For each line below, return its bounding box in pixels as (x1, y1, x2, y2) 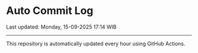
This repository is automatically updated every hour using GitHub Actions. (6, 40, 186, 47)
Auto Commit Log (6, 4, 94, 17)
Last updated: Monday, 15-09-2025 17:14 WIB (6, 23, 117, 30)
